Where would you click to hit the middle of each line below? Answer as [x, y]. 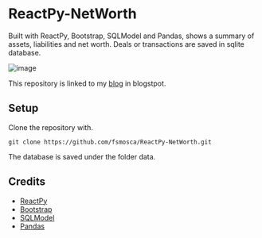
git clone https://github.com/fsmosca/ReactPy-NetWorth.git [110, 142]
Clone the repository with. [51, 127]
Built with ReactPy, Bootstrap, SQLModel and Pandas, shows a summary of [131, 36]
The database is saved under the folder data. [82, 156]
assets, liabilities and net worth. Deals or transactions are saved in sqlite [127, 44]
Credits [27, 182]
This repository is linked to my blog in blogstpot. [87, 83]
